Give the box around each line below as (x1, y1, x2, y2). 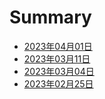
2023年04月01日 (23, 40, 93, 52)
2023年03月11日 (23, 52, 91, 65)
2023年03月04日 (23, 65, 95, 77)
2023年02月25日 (23, 77, 94, 90)
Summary (9, 6, 92, 29)
